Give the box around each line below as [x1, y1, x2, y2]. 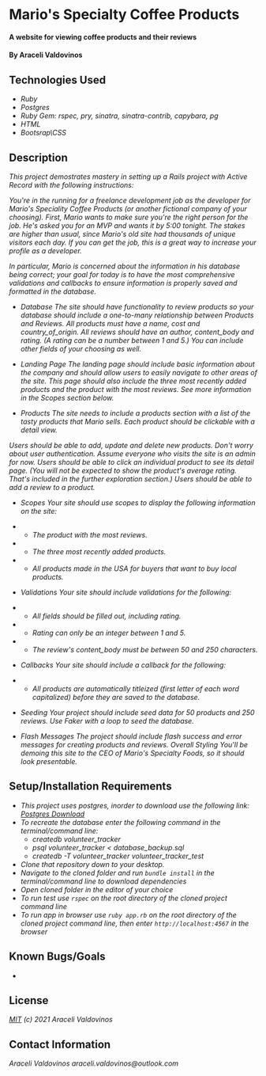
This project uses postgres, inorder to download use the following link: [20, 800, 250, 810]
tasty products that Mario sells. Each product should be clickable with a [20, 417, 256, 426]
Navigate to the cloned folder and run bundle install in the [20, 868, 215, 877]
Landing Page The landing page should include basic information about [20, 359, 255, 369]
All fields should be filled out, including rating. [32, 611, 182, 621]
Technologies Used [9, 73, 106, 86]
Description [9, 150, 68, 164]
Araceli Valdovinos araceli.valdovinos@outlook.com [9, 1059, 179, 1068]
